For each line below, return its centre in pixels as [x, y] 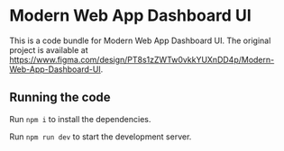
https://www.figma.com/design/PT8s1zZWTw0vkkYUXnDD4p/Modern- [142, 59]
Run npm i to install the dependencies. [80, 119]
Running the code [60, 98]
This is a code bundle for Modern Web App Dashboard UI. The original [140, 40]
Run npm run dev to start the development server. [101, 137]
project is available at [49, 49]
